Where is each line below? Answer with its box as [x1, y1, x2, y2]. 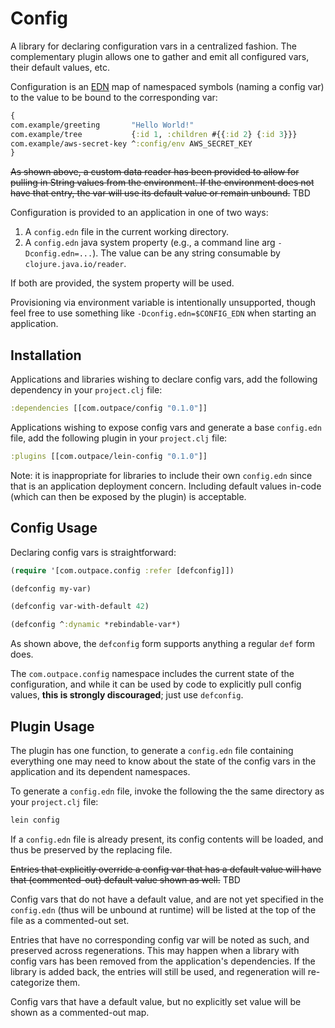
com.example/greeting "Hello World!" [10, 120, 195, 130]
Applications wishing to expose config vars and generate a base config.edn [10, 422, 322, 433]
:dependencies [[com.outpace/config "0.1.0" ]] [10, 403, 208, 414]
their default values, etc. [10, 61, 111, 73]
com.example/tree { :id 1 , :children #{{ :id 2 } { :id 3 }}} [10, 129, 298, 139]
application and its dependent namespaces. [10, 766, 191, 777]
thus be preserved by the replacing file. [10, 843, 173, 856]
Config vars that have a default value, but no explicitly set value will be [10, 995, 302, 1007]
